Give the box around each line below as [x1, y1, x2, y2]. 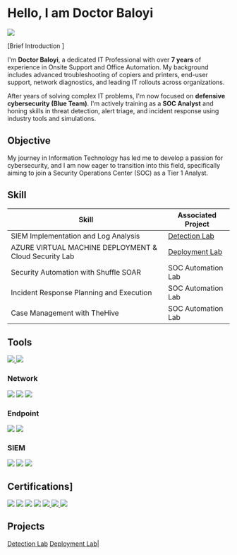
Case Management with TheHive [11, 308, 119, 318]
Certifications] [7, 480, 73, 493]
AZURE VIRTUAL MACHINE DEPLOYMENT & [11, 242, 157, 252]
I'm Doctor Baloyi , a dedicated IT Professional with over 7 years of [7, 55, 202, 64]
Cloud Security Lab [11, 251, 75, 261]
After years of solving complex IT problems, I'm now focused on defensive [7, 91, 226, 100]
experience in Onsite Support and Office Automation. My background [7, 62, 209, 71]
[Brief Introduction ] [7, 41, 65, 50]
